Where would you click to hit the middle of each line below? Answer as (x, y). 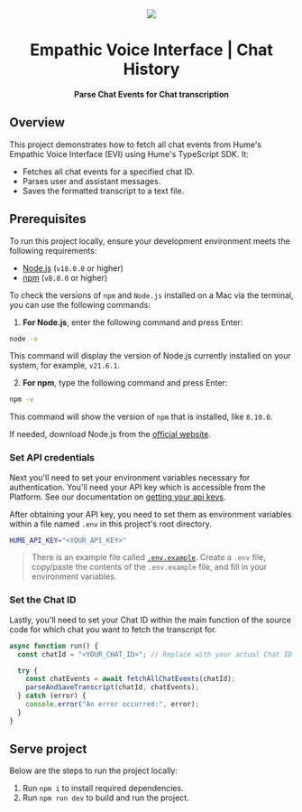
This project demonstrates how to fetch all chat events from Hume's (136, 145)
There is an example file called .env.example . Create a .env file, (148, 557)
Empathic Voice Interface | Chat (151, 50)
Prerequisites (48, 219)
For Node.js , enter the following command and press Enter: (133, 322)
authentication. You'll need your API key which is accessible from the (137, 487)
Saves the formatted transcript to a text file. (103, 191)
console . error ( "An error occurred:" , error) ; (113, 705)
